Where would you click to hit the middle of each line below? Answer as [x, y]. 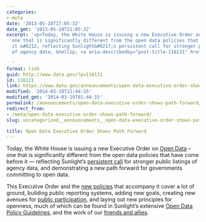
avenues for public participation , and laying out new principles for [89, 199]
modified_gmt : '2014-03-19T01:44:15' [55, 98]
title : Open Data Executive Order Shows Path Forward [77, 131]
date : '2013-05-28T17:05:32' [44, 23]
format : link [23, 69]
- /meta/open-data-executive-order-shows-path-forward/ [79, 114]
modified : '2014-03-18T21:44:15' [49, 92]
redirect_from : [26, 109]
